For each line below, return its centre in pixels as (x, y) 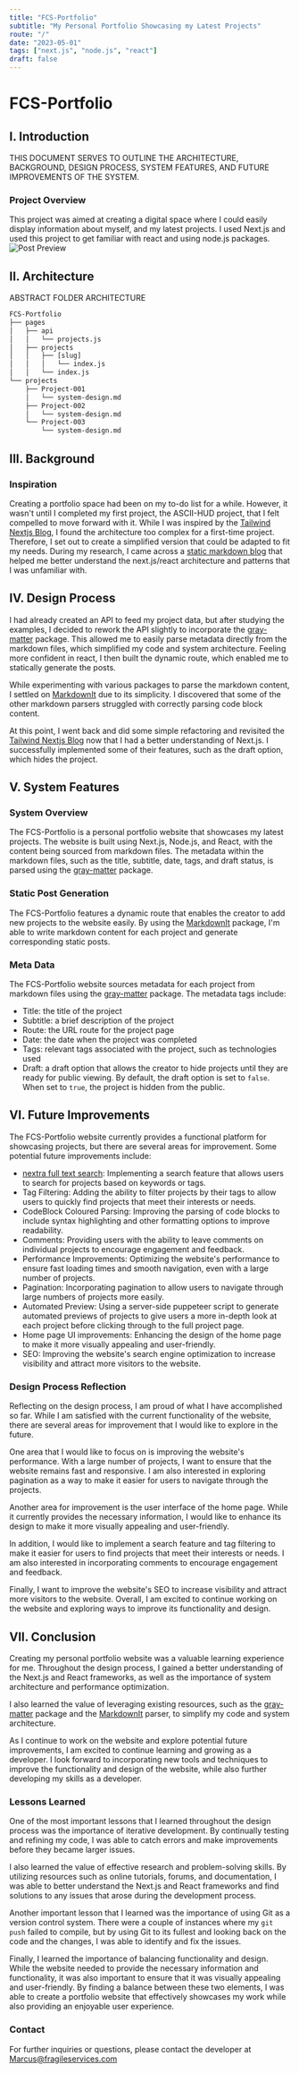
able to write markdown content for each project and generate (124, 932)
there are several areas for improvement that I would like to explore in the (144, 1425)
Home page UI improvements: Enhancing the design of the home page (152, 1335)
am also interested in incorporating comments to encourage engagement (144, 1563)
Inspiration (33, 484)
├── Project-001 (56, 389)
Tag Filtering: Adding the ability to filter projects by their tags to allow (149, 1192)
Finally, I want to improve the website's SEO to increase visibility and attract (148, 1590)
